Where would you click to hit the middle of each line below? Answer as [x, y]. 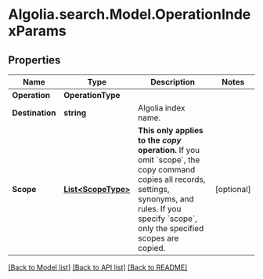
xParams [37, 31]
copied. [152, 248]
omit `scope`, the [169, 160]
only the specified [171, 228]
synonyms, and [166, 199]
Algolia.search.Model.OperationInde [130, 14]
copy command [167, 170]
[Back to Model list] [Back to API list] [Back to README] [98, 267]
